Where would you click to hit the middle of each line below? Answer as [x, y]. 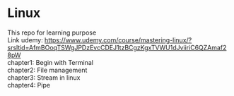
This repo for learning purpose [52, 32]
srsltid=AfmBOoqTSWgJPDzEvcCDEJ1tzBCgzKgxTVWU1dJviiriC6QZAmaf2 [117, 47]
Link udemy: [25, 40]
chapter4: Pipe [29, 85]
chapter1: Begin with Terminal [51, 62]
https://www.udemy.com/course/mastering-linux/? [118, 40]
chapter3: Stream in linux [44, 77]
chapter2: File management [47, 70]
